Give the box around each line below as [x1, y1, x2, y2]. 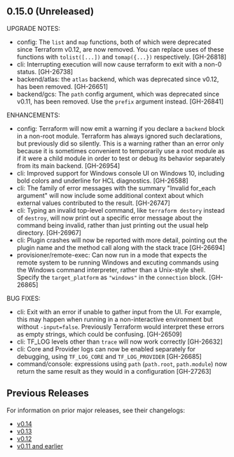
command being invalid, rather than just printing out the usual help [16, 220, 209, 230]
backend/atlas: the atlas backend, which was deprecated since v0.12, [16, 75, 219, 83]
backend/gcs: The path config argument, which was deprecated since [16, 90, 220, 98]
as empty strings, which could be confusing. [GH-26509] [16, 330, 183, 338]
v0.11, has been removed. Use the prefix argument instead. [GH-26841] [16, 97, 224, 106]
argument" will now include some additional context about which [16, 191, 204, 199]
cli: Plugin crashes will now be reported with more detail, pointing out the [16, 236, 228, 244]
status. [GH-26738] [16, 67, 74, 76]
